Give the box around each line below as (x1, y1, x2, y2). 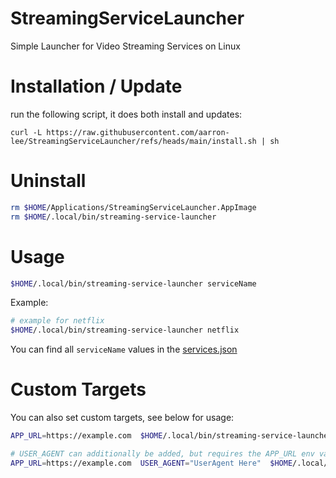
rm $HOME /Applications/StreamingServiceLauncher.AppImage (10, 202, 257, 212)
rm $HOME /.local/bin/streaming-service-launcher (10, 212, 217, 222)
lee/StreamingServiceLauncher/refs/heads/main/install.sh (10, 136, 257, 146)
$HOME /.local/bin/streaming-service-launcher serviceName (10, 278, 257, 289)
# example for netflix (10, 316, 105, 326)
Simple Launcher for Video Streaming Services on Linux (10, 40, 241, 52)
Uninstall (10, 170, 87, 192)
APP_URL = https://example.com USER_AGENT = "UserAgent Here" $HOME (10, 458, 293, 468)
